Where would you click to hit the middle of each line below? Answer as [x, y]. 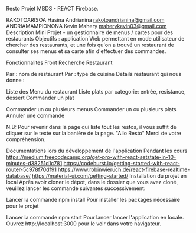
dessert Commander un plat [40, 98]
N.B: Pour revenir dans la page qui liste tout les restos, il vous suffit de [92, 127]
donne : [15, 80]
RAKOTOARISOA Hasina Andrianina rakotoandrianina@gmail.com [85, 20]
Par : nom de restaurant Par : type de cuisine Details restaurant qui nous [94, 74]
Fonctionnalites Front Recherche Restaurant [59, 62]
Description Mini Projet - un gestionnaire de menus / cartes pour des [89, 32]
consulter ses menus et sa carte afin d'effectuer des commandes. [86, 51]
